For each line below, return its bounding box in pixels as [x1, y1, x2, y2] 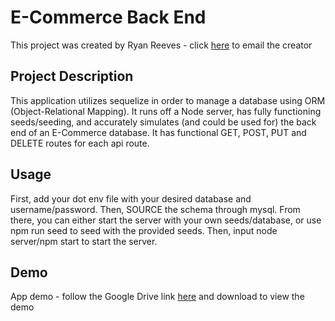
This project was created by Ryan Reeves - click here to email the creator [10, 39, 313, 51]
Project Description [10, 68, 134, 85]
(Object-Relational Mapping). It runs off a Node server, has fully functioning [10, 105, 322, 117]
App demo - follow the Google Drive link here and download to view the [10, 291, 305, 303]
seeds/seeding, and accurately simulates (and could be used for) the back [10, 116, 317, 128]
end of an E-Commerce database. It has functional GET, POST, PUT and [10, 126, 307, 138]
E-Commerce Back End [10, 6, 207, 29]
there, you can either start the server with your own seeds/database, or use [10, 214, 322, 226]
